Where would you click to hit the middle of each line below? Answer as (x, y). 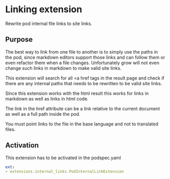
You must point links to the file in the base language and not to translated (82, 124)
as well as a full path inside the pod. (43, 114)
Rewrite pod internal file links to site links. (49, 23)
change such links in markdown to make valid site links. (63, 68)
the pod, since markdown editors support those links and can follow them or (85, 57)
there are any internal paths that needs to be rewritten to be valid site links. (84, 83)
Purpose (19, 40)
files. (10, 129)
